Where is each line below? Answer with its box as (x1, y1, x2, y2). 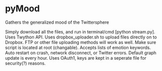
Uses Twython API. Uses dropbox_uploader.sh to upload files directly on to (5, 34, 157, 40)
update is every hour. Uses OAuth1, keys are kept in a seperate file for (5, 55, 147, 61)
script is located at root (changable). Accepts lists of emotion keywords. (5, 44, 151, 50)
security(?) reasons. (5, 60, 46, 66)
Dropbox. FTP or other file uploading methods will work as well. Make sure (5, 39, 157, 45)
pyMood (5, 3, 40, 14)
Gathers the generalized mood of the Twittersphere (5, 19, 109, 25)
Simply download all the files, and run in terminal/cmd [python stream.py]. (5, 29, 156, 35)
